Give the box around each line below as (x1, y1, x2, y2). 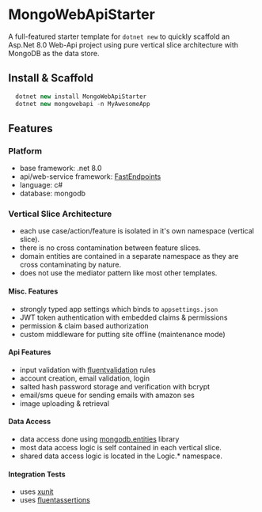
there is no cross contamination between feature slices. (19, 243, 201, 252)
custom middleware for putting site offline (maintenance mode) (19, 329, 226, 339)
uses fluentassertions (19, 495, 91, 505)
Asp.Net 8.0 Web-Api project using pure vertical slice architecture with (8, 40, 239, 49)
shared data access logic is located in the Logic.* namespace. (19, 451, 223, 461)
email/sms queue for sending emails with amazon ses (19, 390, 196, 400)
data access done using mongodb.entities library (19, 434, 180, 444)
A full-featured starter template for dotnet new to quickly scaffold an (8, 32, 230, 41)
